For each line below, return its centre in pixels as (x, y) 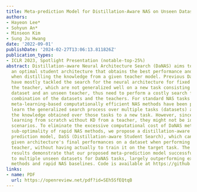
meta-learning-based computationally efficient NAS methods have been (99, 104)
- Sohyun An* (22, 28)
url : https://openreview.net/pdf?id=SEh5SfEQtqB (72, 180)
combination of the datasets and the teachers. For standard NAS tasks (101, 98)
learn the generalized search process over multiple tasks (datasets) (99, 109)
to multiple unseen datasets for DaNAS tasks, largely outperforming (98, 159)
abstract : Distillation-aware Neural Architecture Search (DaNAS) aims (95, 66)
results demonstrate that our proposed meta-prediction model (89, 153)
